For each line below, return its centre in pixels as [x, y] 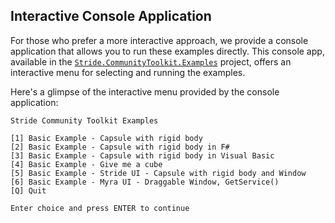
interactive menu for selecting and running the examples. [128, 72]
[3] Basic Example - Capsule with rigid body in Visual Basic [142, 155]
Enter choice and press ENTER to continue [100, 208]
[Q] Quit [28, 190]
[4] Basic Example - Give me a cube [86, 164]
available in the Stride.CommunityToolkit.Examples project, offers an [151, 61]
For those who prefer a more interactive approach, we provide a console [159, 40]
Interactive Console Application [111, 16]
